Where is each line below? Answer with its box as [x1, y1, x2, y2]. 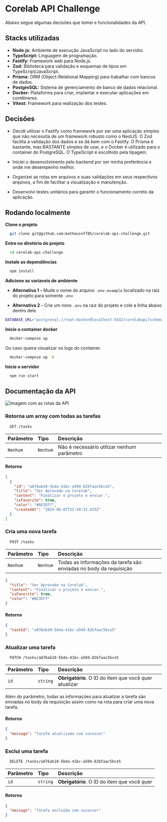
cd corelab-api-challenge [9, 250, 64, 255]
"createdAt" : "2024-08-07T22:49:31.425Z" [14, 507, 101, 512]
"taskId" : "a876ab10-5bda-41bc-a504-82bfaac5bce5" [9, 627, 117, 632]
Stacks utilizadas [5, 34, 60, 42]
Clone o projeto [5, 221, 38, 227]
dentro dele [12, 308, 36, 313]
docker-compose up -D [9, 355, 55, 360]
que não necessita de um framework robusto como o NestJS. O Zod [12, 133, 153, 139]
